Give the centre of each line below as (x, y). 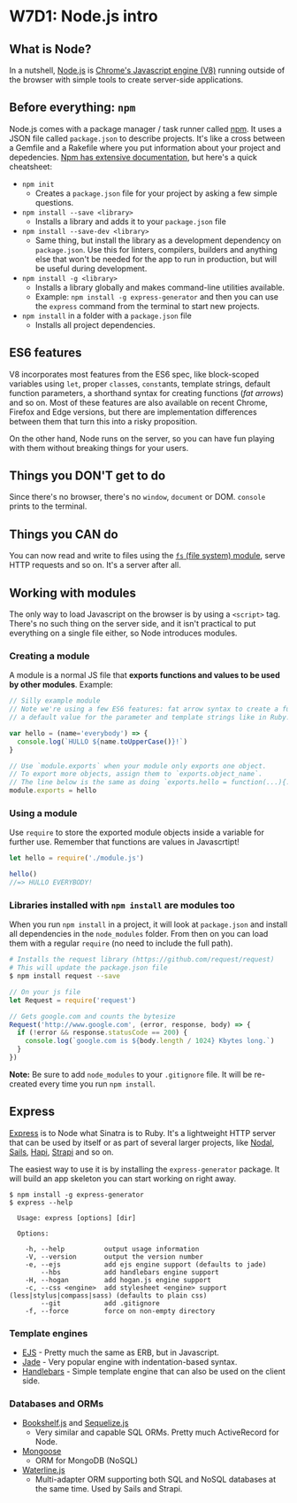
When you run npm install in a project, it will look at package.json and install (148, 924)
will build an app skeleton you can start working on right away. (123, 1178)
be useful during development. (91, 269)
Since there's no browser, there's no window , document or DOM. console (137, 497)
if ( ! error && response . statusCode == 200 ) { (103, 1033)
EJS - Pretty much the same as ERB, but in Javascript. (120, 1352)
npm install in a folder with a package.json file (107, 315)
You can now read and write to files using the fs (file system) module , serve (147, 556)
